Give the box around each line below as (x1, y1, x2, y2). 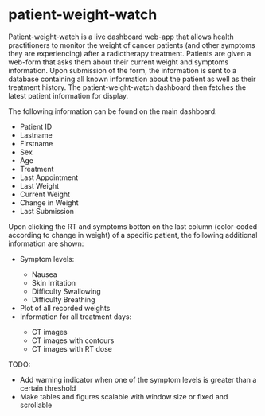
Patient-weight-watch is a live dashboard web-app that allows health (8, 32, 234, 41)
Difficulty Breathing (31, 294, 95, 304)
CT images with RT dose (31, 344, 113, 353)
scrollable (19, 400, 53, 410)
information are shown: (8, 239, 84, 248)
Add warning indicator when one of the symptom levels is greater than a (19, 375, 257, 384)
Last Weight (19, 181, 60, 190)
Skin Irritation (31, 278, 76, 287)
